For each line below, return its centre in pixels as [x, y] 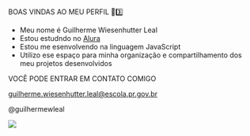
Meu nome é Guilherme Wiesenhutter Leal [89, 30]
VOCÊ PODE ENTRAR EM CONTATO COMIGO [82, 79]
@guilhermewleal [36, 109]
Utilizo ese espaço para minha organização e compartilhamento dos [131, 55]
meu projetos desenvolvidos [66, 63]
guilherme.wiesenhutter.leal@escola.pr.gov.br [83, 94]
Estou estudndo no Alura [60, 38]
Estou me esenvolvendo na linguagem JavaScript [100, 47]
